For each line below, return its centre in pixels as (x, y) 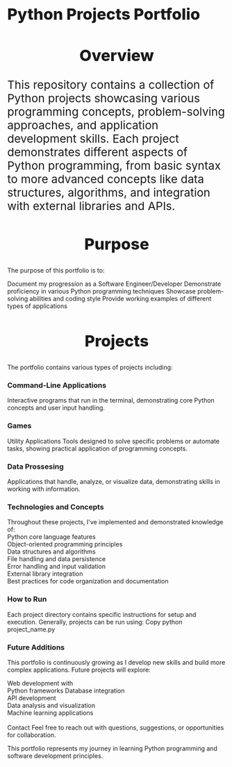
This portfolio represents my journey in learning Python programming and (112, 748)
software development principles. (55, 756)
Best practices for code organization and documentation (88, 581)
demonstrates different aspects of (98, 152)
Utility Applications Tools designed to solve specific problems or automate (114, 441)
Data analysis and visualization (51, 705)
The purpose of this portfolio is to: (56, 270)
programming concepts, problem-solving (116, 112)
